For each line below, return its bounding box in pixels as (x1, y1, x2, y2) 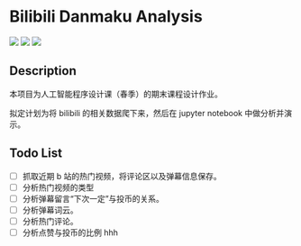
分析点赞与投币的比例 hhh (22, 227, 119, 238)
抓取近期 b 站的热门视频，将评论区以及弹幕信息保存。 (22, 170, 223, 181)
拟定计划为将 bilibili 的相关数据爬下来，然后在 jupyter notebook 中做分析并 (9, 107, 285, 118)
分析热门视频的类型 (22, 182, 95, 193)
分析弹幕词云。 (22, 205, 78, 215)
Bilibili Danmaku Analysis (9, 6, 203, 27)
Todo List (9, 146, 63, 161)
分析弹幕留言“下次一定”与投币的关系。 (22, 193, 165, 204)
